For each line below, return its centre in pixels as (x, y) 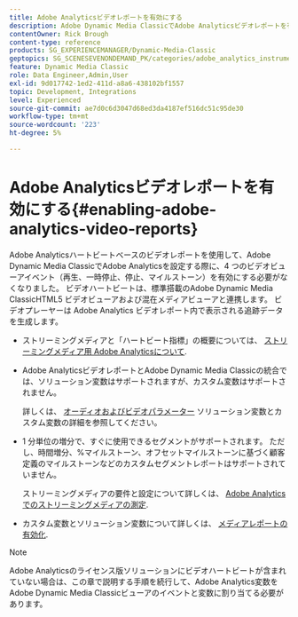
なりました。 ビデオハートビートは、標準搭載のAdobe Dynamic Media (145, 288)
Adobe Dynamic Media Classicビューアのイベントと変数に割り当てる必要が (146, 592)
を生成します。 (36, 321)
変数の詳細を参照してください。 (104, 422)
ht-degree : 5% (35, 133)
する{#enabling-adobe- (129, 210)
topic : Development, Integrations (73, 91)
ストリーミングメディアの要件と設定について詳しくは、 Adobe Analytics (154, 493)
